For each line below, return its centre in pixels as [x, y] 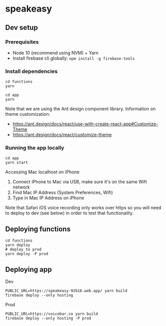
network [21, 187]
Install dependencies [32, 71]
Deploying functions [38, 229]
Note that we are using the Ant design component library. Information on [80, 109]
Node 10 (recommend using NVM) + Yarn [56, 53]
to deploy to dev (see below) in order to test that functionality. [69, 213]
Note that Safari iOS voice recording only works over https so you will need [83, 208]
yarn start [17, 163]
